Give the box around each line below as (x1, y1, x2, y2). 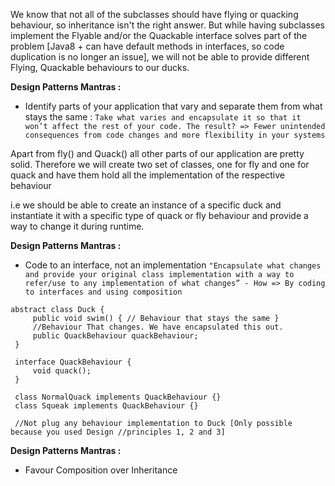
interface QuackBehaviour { (14, 357, 132, 367)
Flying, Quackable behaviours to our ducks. (10, 62, 190, 73)
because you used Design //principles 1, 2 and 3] (10, 427, 226, 437)
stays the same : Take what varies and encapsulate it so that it (24, 111, 302, 123)
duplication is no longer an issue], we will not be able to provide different (10, 51, 310, 63)
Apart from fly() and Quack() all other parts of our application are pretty (10, 148, 305, 159)
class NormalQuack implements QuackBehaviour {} (14, 392, 222, 402)
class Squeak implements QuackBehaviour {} (14, 401, 199, 411)
